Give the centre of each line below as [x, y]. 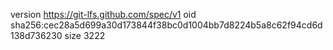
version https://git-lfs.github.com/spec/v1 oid [103, 14]
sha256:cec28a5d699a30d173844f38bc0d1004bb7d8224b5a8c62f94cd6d [166, 25]
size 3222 [85, 35]
